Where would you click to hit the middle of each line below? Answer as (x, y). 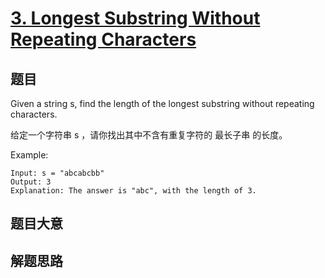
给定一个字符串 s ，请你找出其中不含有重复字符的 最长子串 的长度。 (149, 135)
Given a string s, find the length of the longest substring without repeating (162, 103)
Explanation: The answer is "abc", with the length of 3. (133, 191)
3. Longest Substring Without (135, 18)
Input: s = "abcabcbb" (57, 173)
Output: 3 (31, 182)
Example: (29, 155)
